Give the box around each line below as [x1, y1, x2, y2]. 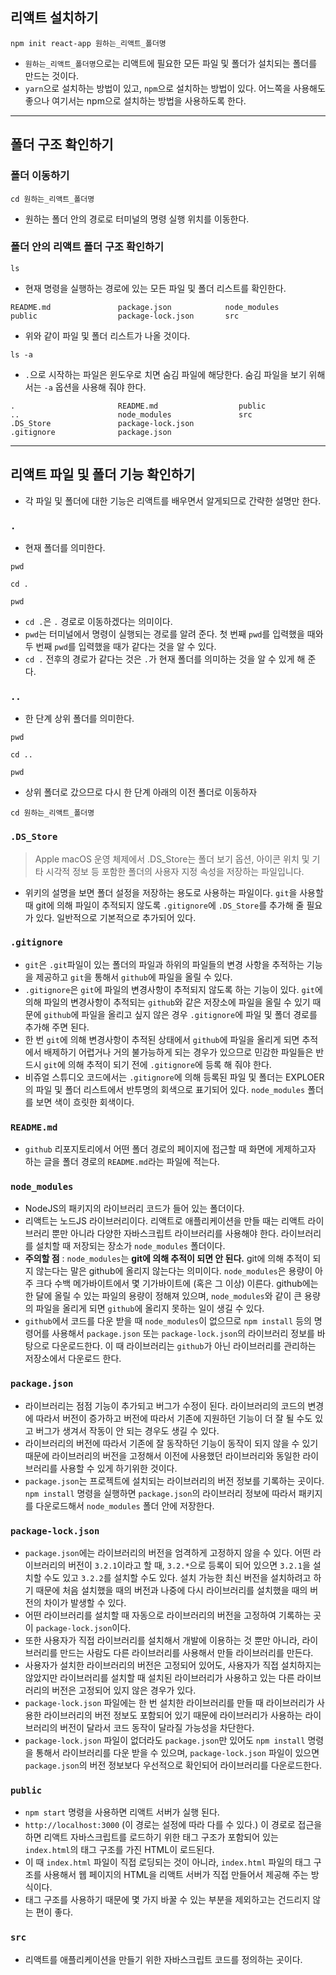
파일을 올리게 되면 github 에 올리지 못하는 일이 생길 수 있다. [35, 1303, 265, 1315]
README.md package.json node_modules [10, 302, 280, 312]
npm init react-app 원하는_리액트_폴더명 [10, 38, 167, 48]
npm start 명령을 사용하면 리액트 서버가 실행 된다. [24, 1806, 220, 1818]
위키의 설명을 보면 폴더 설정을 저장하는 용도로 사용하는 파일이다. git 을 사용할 [24, 886, 324, 898]
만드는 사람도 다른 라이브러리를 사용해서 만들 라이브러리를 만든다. [59, 1646, 314, 1658]
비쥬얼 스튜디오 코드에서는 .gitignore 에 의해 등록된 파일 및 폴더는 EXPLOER [24, 1071, 325, 1083]
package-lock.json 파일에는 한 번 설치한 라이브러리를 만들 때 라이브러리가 [24, 1696, 315, 1708]
